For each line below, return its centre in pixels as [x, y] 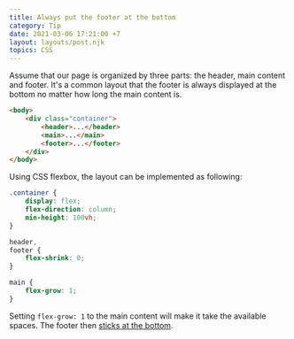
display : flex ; [53, 201]
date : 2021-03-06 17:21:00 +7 [65, 34]
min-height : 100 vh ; [61, 218]
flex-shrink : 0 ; [55, 258]
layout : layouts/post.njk [57, 42]
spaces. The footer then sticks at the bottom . [91, 325]
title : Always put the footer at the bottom [93, 17]
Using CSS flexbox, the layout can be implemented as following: [126, 177]
